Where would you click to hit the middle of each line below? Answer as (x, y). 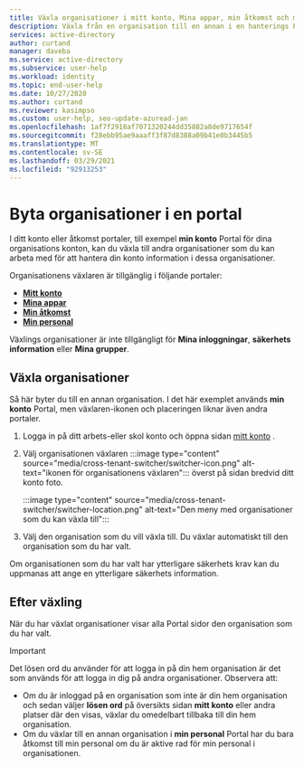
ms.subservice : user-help (58, 69)
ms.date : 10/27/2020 (48, 93)
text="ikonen (47, 473)
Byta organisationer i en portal (126, 214)
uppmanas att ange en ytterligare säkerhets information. (114, 573)
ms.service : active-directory (66, 60)
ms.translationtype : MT (54, 144)
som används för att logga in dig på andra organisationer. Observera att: (144, 677)
